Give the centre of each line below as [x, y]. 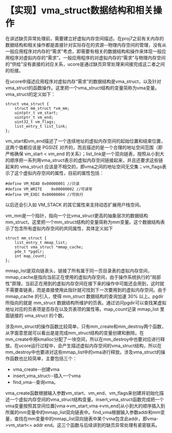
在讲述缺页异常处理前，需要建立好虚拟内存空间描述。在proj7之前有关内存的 [85, 38]
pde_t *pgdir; [29, 252]
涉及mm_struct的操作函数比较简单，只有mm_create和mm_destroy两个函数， [86, 326]
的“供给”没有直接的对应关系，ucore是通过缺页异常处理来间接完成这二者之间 [85, 64]
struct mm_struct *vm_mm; [42, 108]
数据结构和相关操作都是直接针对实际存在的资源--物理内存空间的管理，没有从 [86, 45]
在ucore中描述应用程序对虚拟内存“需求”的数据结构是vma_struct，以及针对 [83, 81]
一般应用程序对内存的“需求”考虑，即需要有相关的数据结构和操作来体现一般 [84, 51]
